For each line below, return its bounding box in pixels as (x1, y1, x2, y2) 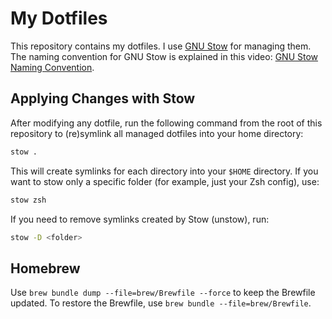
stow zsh (10, 195, 47, 205)
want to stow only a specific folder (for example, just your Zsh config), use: (10, 175, 320, 187)
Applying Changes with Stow (10, 90, 196, 107)
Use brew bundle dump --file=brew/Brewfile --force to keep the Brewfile (10, 287, 316, 299)
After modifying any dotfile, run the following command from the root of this (10, 117, 323, 129)
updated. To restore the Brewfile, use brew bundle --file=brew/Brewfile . (10, 297, 312, 309)
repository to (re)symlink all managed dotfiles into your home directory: (10, 127, 304, 139)
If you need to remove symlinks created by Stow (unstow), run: (10, 213, 270, 225)
